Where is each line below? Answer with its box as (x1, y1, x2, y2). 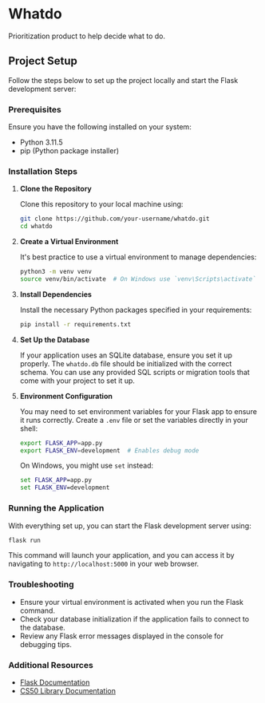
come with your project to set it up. (19, 376, 136, 385)
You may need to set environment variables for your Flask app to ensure (19, 406, 258, 416)
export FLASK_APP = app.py (19, 439, 103, 447)
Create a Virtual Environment (19, 237, 119, 247)
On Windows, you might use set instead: (19, 460, 154, 471)
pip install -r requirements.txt (19, 320, 132, 328)
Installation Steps (8, 165, 78, 176)
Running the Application (8, 503, 105, 514)
